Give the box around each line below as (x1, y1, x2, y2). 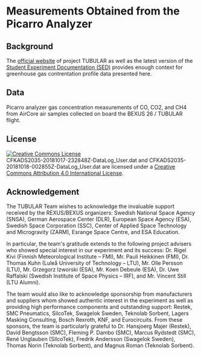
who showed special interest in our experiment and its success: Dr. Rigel (6, 247, 187, 254)
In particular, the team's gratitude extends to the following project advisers (6, 240, 192, 247)
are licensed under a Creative (101, 163, 176, 170)
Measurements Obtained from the (6, 4, 180, 18)
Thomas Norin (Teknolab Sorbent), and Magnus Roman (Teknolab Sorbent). (6, 342, 195, 349)
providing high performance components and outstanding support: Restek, (6, 304, 193, 311)
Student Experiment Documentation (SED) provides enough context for (6, 64, 183, 71)
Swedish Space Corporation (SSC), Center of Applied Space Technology (6, 222, 187, 229)
